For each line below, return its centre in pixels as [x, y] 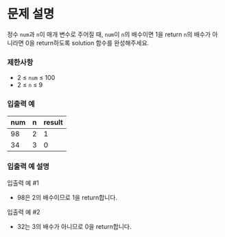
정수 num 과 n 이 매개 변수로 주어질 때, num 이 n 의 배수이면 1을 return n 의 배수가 [109, 34]
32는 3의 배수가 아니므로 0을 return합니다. [74, 226]
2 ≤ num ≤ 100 [36, 78]
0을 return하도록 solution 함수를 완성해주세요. [87, 42]
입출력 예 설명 [28, 166]
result [53, 122]
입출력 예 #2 [24, 212]
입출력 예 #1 [23, 183]
